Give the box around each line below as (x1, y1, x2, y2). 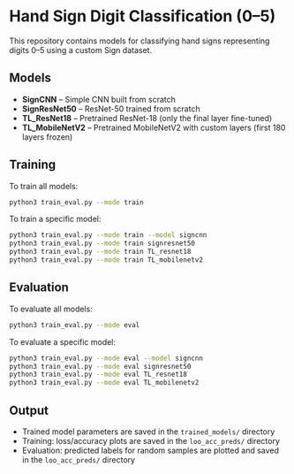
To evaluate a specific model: (9, 336, 117, 347)
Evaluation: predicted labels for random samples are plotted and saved (21, 445, 280, 455)
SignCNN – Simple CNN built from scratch (21, 94, 177, 104)
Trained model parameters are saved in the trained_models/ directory (21, 426, 275, 437)
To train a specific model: (9, 214, 102, 225)
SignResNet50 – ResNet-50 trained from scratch (21, 103, 200, 114)
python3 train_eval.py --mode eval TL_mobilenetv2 (9, 378, 200, 387)
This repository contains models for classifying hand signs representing (9, 35, 270, 46)
